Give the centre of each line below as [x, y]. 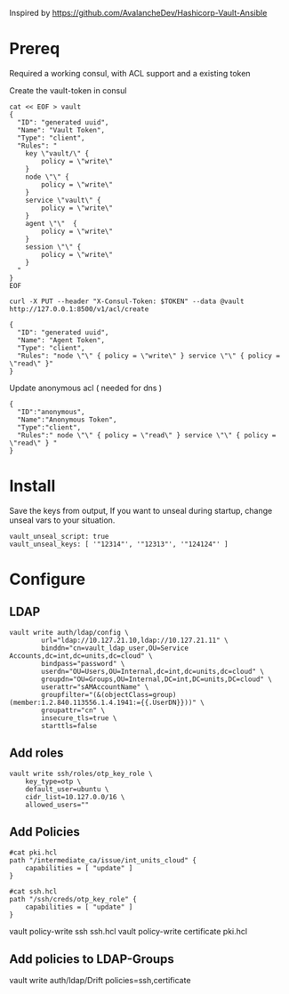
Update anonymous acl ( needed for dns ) [86, 388]
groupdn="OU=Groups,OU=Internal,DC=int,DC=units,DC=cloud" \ [157, 679]
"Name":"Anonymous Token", [67, 420]
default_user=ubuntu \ [67, 789]
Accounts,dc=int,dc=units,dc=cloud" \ [81, 656]
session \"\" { [53, 247]
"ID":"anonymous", [52, 412]
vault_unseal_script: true [59, 536]
